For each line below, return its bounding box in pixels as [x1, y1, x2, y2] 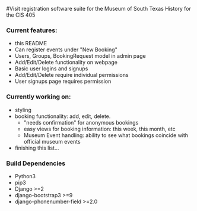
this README [14, 40, 47, 47]
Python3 [14, 172, 36, 179]
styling [14, 106, 31, 113]
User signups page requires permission [14, 77, 112, 85]
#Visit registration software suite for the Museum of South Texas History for [6, 5, 192, 12]
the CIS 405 [6, 11, 36, 18]
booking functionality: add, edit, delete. [14, 113, 111, 120]
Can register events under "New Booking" [14, 46, 117, 53]
